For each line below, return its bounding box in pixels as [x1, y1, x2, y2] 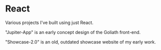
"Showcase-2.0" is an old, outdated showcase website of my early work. [5, 38, 156, 45]
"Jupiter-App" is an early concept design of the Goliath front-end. [5, 29, 141, 35]
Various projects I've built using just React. [5, 19, 94, 25]
